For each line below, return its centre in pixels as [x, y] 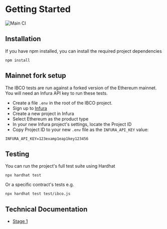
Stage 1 [20, 221]
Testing [17, 154]
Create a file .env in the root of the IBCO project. [62, 103]
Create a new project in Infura [43, 113]
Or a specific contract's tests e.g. [40, 185]
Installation [23, 39]
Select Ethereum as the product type [50, 119]
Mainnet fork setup [36, 76]
